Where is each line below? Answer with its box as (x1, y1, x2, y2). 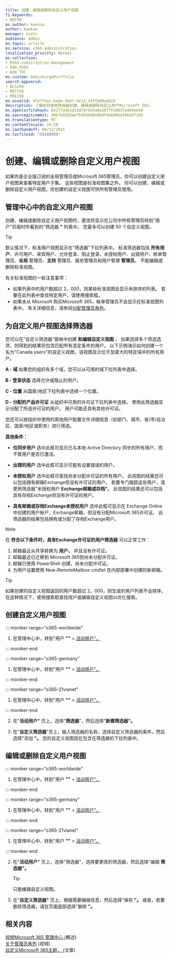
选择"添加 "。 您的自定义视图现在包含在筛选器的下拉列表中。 (12, 735, 141, 741)
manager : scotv (5, 31, 38, 36)
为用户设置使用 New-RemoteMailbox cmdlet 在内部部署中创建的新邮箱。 (12, 567, 165, 573)
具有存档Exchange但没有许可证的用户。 (12, 492, 97, 498)
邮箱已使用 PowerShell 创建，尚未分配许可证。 (12, 560, 111, 567)
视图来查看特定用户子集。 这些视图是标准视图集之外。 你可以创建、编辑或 (9, 180, 165, 186)
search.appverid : (5, 79, 42, 84)
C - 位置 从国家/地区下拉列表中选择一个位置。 (5, 388, 101, 394)
